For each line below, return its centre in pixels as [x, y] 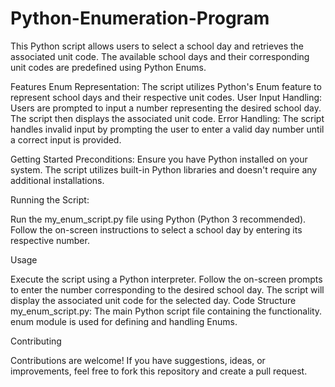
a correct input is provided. [66, 139]
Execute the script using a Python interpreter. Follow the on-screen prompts [166, 279]
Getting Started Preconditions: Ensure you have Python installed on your [159, 159]
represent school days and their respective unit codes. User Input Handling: [166, 97]
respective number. [50, 240]
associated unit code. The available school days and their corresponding [160, 56]
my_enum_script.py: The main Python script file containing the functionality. [166, 311]
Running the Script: [50, 199]
